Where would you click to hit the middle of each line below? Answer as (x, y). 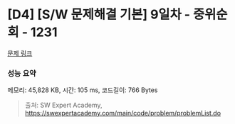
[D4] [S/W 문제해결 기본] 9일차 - (99, 15)
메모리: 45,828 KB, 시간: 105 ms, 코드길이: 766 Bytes (83, 90)
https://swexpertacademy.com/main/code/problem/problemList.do (123, 113)
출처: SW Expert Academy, (63, 105)
